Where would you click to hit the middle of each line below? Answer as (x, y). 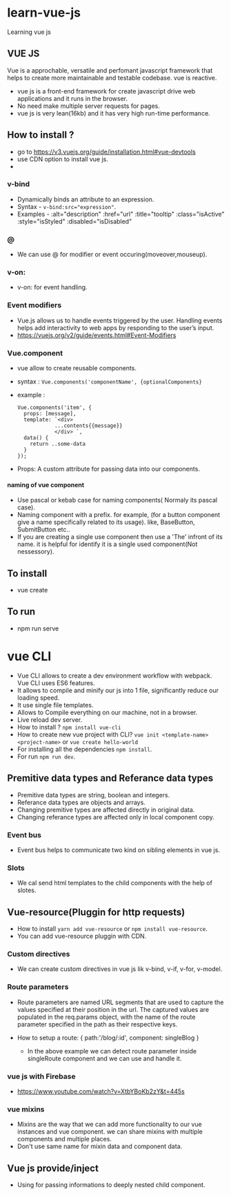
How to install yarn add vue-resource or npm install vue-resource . (112, 929)
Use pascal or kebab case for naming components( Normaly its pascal (117, 500)
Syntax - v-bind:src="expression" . (67, 206)
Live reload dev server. (50, 719)
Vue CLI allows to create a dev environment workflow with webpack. (114, 676)
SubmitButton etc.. (43, 529)
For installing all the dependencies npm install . (84, 749)
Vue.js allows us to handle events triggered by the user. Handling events (120, 320)
